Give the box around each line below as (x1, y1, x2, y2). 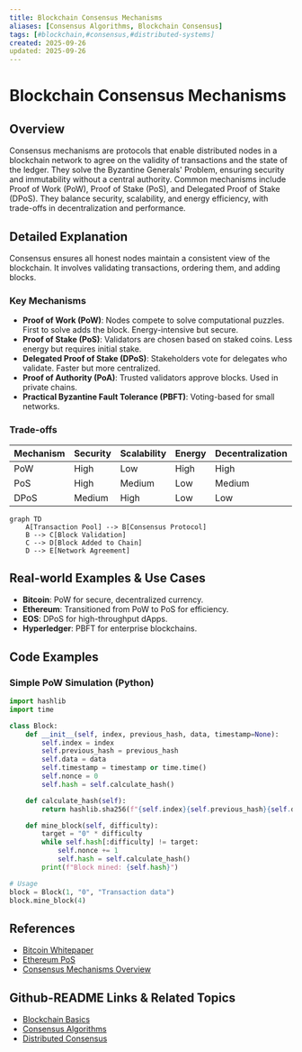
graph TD (9, 515, 42, 524)
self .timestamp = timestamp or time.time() (41, 764, 207, 773)
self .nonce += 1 (57, 846, 119, 855)
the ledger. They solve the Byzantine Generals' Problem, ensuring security (9, 164, 285, 176)
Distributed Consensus (22, 1033, 108, 1044)
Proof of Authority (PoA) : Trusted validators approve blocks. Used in (22, 372, 279, 383)
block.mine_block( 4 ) (9, 896, 87, 905)
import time (9, 705, 54, 714)
